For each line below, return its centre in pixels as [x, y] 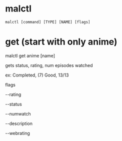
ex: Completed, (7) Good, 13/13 [37, 75]
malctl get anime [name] [30, 55]
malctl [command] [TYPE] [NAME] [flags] [48, 22]
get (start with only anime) [61, 42]
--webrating [17, 133]
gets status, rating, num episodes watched [49, 65]
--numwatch [18, 113]
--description [19, 123]
